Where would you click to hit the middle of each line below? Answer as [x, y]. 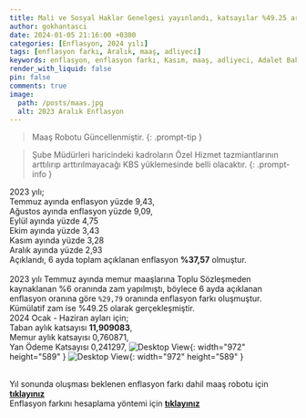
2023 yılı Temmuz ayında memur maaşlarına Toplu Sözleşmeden [131, 279]
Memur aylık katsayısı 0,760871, [69, 338]
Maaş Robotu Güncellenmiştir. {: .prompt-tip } [117, 137]
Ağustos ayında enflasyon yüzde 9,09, [81, 212]
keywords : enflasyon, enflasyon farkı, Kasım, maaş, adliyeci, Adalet [146, 60]
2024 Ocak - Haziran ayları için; [69, 318]
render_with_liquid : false [61, 69]
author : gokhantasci [49, 26]
